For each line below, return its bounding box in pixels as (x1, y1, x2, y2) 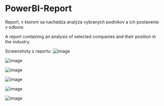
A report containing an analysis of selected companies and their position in (5, 34, 156, 39)
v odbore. (5, 24, 24, 30)
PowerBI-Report (5, 3, 72, 14)
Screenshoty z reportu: (5, 48, 52, 54)
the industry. (5, 38, 31, 44)
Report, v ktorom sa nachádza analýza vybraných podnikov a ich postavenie (5, 19, 159, 25)
